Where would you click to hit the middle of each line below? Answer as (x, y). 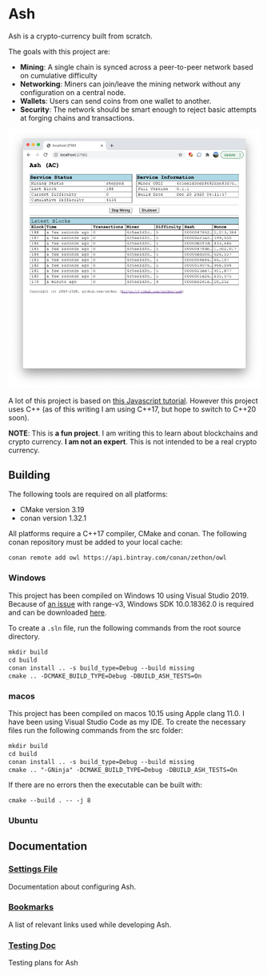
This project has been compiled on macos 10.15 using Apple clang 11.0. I (127, 713)
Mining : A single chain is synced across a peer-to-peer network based (136, 67)
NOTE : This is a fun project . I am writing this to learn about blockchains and (133, 433)
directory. (24, 636)
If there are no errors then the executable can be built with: (105, 785)
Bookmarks (31, 907)
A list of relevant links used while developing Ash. (90, 925)
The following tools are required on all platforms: (88, 494)
